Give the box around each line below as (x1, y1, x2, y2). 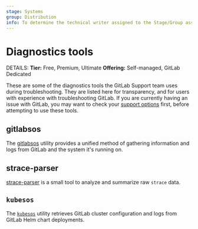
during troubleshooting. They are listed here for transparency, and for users (6, 88, 190, 95)
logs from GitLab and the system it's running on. (6, 146, 123, 153)
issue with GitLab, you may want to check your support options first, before (6, 101, 190, 108)
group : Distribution (6, 14, 57, 20)
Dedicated (6, 71, 31, 78)
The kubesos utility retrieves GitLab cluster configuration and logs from (6, 210, 177, 217)
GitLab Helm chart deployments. (6, 216, 85, 223)
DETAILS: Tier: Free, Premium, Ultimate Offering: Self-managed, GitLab (6, 64, 180, 71)
